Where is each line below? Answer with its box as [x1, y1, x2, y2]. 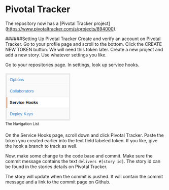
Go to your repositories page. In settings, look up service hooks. [5, 61, 140, 68]
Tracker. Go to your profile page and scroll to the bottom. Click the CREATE [5, 41, 162, 47]
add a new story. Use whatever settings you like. [5, 52, 107, 58]
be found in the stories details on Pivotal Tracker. [5, 164, 108, 170]
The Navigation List [5, 121, 39, 126]
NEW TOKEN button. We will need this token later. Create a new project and [5, 46, 163, 52]
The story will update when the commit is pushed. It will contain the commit [5, 173, 163, 179]
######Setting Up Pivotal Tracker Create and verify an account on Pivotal [5, 36, 161, 42]
